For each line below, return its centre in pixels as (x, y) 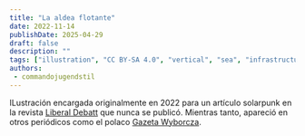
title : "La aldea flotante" (63, 18)
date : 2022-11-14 (42, 26)
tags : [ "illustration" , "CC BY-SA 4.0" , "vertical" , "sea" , (126, 60)
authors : (26, 69)
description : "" (40, 52)
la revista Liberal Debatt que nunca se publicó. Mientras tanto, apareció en (149, 112)
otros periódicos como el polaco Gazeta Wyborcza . (105, 121)
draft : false (34, 43)
